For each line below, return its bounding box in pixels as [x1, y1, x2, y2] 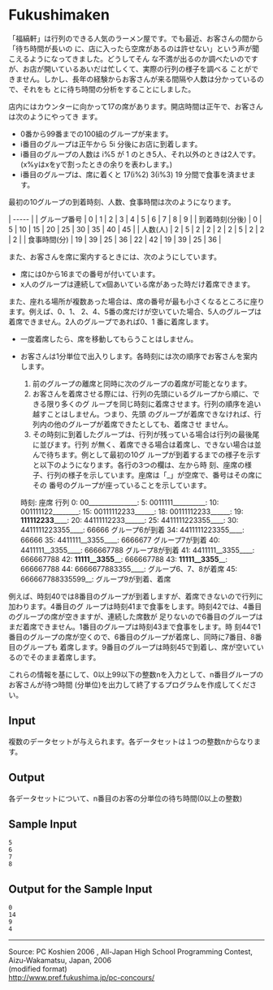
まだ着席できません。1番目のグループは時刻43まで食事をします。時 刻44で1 [8, 621, 262, 631]
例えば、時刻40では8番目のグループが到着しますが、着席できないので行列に [8, 591, 264, 601]
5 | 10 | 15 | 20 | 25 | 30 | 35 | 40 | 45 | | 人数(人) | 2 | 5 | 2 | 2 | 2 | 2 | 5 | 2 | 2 [8, 224, 265, 234]
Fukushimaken [8, 6, 110, 24]
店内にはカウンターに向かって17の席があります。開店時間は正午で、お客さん [8, 102, 263, 111]
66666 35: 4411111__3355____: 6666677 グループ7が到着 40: [19, 534, 221, 545]
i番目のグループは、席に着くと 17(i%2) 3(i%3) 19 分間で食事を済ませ [19, 169, 249, 179]
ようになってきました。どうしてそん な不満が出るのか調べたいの [29, 54, 245, 63]
